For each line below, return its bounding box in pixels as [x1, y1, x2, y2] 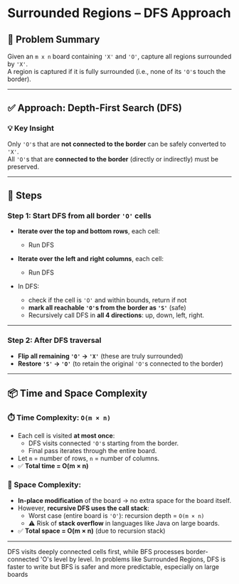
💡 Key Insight [7, 123, 55, 133]
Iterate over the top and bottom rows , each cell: [17, 227, 160, 235]
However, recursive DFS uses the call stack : [17, 504, 149, 512]
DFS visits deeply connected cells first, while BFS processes [7, 547, 185, 556]
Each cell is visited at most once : [17, 432, 115, 440]
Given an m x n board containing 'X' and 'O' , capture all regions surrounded [7, 52, 232, 60]
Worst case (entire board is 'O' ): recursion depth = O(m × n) [28, 511, 205, 520]
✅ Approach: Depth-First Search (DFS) [7, 102, 183, 115]
